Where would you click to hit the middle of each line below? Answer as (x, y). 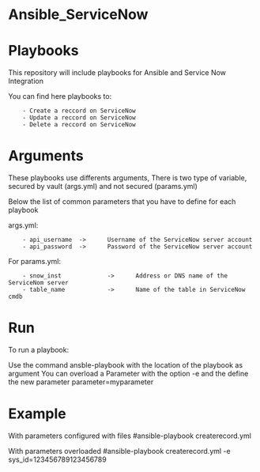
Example (37, 414)
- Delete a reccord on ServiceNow (79, 125)
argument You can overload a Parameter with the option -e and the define (128, 374)
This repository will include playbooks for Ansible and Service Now (117, 73)
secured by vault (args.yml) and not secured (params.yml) (103, 187)
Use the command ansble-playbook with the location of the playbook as (126, 365)
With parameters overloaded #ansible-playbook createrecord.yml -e (119, 451)
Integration (26, 81)
